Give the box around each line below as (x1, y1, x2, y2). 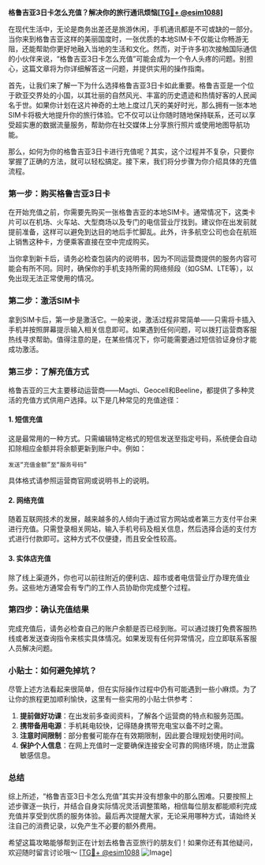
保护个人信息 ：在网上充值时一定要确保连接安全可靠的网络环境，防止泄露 (19, 741, 255, 751)
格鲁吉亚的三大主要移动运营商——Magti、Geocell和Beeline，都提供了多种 (8, 385, 248, 395)
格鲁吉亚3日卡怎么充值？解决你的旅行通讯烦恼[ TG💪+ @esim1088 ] (8, 8, 223, 17)
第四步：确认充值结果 (8, 604, 89, 615)
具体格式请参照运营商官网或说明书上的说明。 (8, 476, 154, 485)
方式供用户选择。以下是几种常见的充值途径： (35, 395, 181, 405)
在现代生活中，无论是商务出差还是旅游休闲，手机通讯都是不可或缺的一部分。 (8, 24, 257, 34)
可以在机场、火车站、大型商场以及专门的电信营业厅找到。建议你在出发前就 (14, 217, 257, 227)
